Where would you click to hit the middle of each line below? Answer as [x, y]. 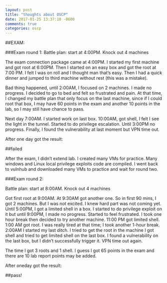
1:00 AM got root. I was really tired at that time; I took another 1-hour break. [82, 225]
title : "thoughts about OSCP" [37, 15]
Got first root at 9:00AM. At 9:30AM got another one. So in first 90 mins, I [81, 198]
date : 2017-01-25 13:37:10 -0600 [40, 19]
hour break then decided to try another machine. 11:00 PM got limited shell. [82, 220]
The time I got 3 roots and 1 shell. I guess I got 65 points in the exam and [80, 250]
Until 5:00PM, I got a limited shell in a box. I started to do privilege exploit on [84, 209]
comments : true [21, 24]
